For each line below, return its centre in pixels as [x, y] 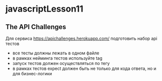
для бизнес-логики [32, 73]
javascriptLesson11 [44, 9]
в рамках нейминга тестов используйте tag [57, 58]
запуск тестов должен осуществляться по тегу [61, 63]
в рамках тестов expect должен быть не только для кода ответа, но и [84, 68]
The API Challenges [36, 27]
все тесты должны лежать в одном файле [56, 53]
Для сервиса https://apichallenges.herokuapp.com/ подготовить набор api [81, 38]
